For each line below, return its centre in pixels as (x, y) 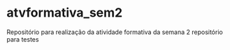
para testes (23, 39)
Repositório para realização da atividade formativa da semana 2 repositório (115, 32)
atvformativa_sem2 (65, 13)
